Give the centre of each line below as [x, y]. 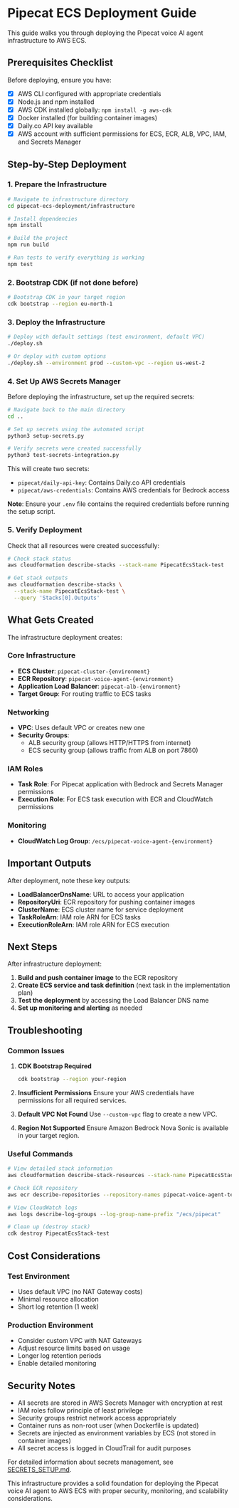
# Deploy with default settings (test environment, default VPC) [106, 337]
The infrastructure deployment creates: [65, 637]
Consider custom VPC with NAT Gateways [80, 1341]
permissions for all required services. [72, 1100]
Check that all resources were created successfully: [84, 545]
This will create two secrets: [49, 469]
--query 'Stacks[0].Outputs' [57, 598]
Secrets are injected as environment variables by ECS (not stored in [117, 1433]
